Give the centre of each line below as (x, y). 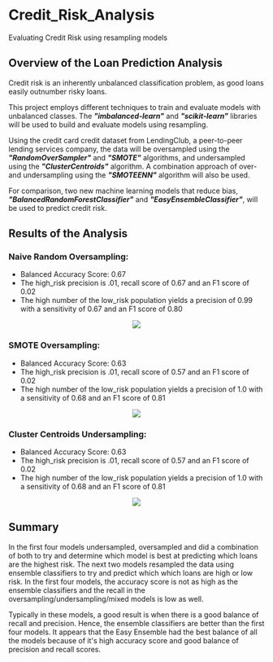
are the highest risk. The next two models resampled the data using (121, 564)
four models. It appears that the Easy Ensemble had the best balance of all (133, 632)
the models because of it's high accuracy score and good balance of (124, 640)
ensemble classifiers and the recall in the (77, 590)
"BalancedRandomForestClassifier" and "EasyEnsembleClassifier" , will (133, 199)
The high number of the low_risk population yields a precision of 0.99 (136, 300)
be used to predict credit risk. (58, 208)
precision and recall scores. (55, 649)
